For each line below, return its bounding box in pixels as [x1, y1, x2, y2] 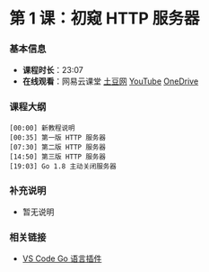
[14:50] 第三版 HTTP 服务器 [9, 152, 106, 161]
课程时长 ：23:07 [22, 65, 83, 76]
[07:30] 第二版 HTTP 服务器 [9, 142, 106, 151]
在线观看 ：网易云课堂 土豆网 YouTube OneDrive [22, 76, 199, 86]
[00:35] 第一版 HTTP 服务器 [9, 132, 106, 142]
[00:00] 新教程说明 [9, 123, 75, 132]
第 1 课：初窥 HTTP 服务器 [9, 8, 200, 29]
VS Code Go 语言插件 [22, 253, 102, 264]
